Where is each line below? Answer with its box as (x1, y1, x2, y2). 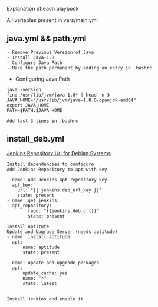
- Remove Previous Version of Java (6, 49, 94, 55)
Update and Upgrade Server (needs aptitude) (6, 228, 118, 235)
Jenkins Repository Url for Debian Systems (6, 149, 111, 156)
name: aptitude (22, 244, 60, 250)
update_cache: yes (22, 270, 68, 276)
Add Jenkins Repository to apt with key (6, 166, 108, 172)
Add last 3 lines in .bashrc (6, 118, 78, 124)
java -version (6, 87, 42, 92)
